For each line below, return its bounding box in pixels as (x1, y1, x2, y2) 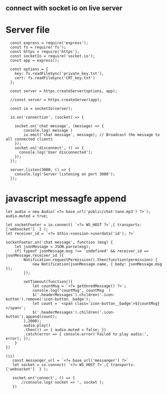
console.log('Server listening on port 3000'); (14, 172, 115, 177)
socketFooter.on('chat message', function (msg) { (5, 240, 113, 245)
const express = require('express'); (10, 40, 89, 45)
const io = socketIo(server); (10, 106, 73, 111)
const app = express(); (10, 58, 59, 63)
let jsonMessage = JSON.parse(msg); (14, 244, 91, 249)
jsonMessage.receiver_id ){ (5, 253, 64, 258)
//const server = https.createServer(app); (10, 97, 102, 102)
